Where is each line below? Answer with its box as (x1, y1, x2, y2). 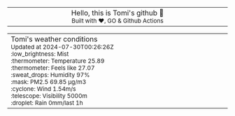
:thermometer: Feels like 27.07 (10, 64, 95, 72)
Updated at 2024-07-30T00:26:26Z (10, 43, 114, 51)
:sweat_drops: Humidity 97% (10, 71, 90, 79)
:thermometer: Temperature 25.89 (10, 57, 105, 65)
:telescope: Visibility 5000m (10, 92, 87, 100)
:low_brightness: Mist (10, 50, 69, 58)
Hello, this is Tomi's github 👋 (71, 8, 164, 17)
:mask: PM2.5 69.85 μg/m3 (10, 78, 87, 86)
